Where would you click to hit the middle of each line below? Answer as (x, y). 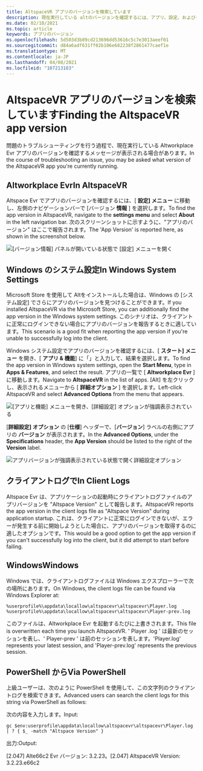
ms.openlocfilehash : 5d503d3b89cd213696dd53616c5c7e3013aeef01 (88, 40)
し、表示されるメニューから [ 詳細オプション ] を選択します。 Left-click (94, 387)
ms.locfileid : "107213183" (40, 68)
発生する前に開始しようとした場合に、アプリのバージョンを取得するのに (107, 525)
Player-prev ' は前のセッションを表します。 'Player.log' (114, 638)
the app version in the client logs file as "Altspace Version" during (88, 511)
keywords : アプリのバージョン (40, 34)
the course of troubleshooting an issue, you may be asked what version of (99, 160)
